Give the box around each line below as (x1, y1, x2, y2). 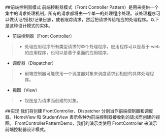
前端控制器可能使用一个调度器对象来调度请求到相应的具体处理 (24, 71, 150, 76)
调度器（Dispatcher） (12, 60, 57, 66)
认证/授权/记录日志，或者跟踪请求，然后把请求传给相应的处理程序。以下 (13, 17, 160, 22)
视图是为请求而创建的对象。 (24, 98, 81, 103)
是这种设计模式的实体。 (5, 23, 53, 28)
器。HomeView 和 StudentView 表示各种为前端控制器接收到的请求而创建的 (5, 114, 156, 120)
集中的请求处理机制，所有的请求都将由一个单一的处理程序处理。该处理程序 (5, 10, 156, 16)
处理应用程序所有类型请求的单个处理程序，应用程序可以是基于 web (24, 44, 160, 49)
